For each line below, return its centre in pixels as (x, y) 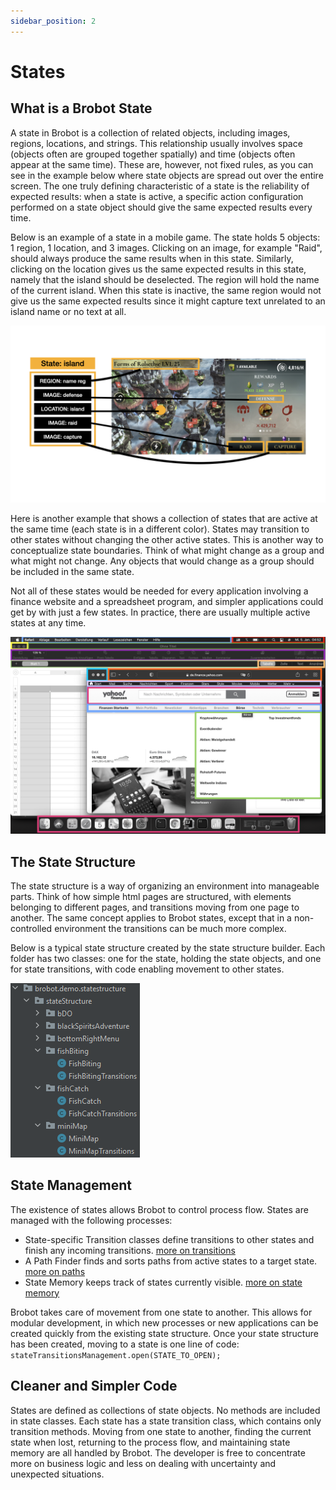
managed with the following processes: (91, 1220)
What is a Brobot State (81, 108)
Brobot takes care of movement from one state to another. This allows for (161, 1312)
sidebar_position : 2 (53, 21)
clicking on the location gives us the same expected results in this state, (158, 269)
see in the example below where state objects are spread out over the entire (167, 175)
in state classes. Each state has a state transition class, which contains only (166, 1421)
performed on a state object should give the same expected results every (161, 207)
